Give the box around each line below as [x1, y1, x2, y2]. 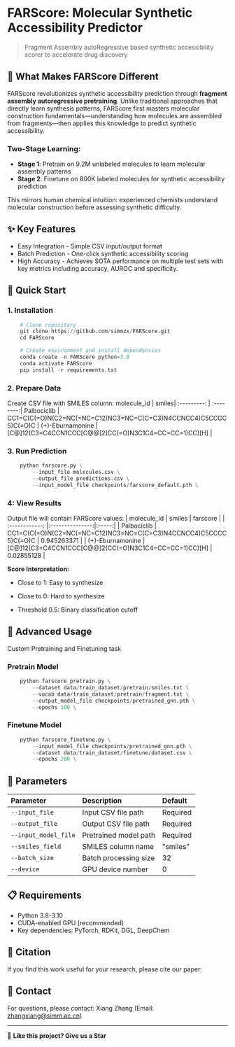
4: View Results [7, 498, 62, 508]
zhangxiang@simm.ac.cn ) [7, 1011, 83, 1020]
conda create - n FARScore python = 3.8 [20, 353, 130, 361]
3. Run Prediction [7, 446, 67, 456]
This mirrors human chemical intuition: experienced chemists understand [7, 196, 218, 204]
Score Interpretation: [7, 565, 70, 573]
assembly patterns [17, 167, 71, 176]
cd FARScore [20, 335, 55, 342]
